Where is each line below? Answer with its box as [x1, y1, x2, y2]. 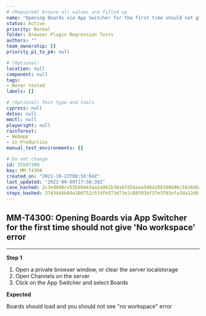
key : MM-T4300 [6, 167, 43, 173]
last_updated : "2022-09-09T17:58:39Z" [6, 179, 105, 185]
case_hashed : [6, 184, 40, 190]
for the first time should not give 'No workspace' [6, 222, 196, 233]
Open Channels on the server [15, 272, 90, 279]
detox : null [6, 111, 37, 117]
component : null [6, 71, 48, 77]
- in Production [6, 139, 48, 146]
